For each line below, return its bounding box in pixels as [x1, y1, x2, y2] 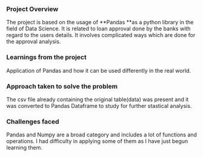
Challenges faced [6, 117, 59, 125]
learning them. [6, 144, 42, 152]
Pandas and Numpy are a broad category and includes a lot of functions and [6, 131, 197, 138]
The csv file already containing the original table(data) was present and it [6, 96, 189, 103]
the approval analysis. [6, 38, 61, 45]
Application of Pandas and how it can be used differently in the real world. [6, 67, 191, 74]
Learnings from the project [6, 53, 87, 62]
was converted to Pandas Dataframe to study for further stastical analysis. [6, 102, 192, 109]
